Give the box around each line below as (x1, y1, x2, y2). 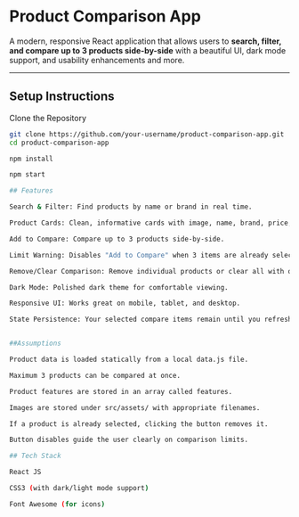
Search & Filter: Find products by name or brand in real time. (9, 202, 253, 211)
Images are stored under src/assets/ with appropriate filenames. (9, 403, 261, 412)
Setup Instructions (9, 89, 115, 104)
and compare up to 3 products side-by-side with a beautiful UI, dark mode (9, 45, 287, 55)
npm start (9, 170, 46, 179)
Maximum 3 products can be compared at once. (9, 371, 181, 380)
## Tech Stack (9, 452, 62, 461)
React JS (9, 468, 42, 477)
